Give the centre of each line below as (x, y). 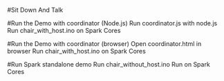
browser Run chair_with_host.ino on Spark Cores (77, 51)
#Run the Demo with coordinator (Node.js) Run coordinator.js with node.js (112, 23)
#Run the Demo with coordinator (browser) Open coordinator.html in (104, 44)
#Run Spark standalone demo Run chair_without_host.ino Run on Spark (109, 64)
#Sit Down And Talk (35, 10)
